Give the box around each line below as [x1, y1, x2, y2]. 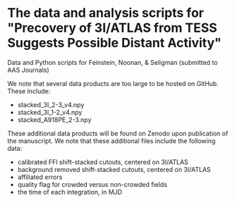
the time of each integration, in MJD [17, 187, 122, 196]
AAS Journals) [7, 66, 49, 74]
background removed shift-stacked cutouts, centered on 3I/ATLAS [17, 165, 211, 173]
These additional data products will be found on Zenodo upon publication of [7, 129, 229, 137]
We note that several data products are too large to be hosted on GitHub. [7, 79, 219, 87]
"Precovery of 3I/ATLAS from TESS [7, 20, 217, 36]
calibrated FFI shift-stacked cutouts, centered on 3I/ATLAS [17, 157, 188, 166]
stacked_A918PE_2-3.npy [17, 115, 92, 124]
